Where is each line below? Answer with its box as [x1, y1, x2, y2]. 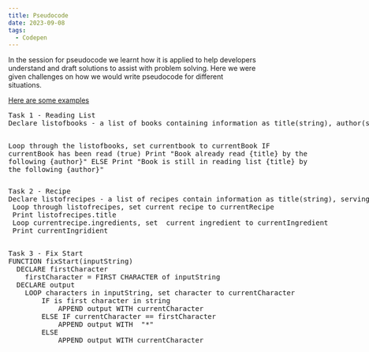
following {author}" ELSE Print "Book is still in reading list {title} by [8, 157, 307, 167]
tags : [8, 26, 26, 34]
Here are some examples [8, 95, 89, 105]
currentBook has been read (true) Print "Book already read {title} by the [8, 149, 307, 159]
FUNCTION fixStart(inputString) [8, 257, 133, 266]
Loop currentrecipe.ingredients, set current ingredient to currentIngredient [12, 219, 329, 227]
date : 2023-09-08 [8, 19, 65, 27]
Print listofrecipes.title [12, 211, 117, 219]
